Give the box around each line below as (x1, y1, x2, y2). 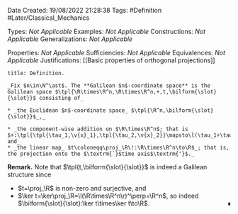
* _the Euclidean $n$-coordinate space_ (7, 107, 129, 114)
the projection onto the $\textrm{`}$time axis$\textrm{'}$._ (7, 150, 195, 157)
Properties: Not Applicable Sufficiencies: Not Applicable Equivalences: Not (7, 49, 225, 57)
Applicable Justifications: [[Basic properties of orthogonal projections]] (7, 56, 215, 64)
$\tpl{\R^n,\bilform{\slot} (130, 107, 214, 114)
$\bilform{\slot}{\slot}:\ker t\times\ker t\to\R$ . (17, 199, 150, 208)
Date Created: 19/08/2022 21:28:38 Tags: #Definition (7, 6, 161, 14)
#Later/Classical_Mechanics (7, 13, 90, 22)
